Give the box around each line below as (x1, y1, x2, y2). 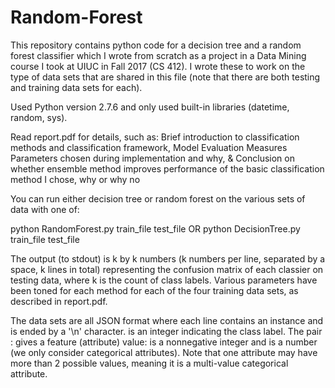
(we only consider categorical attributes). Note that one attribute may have (10, 346, 318, 358)
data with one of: (10, 203, 80, 215)
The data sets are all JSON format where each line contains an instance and (10, 314, 324, 326)
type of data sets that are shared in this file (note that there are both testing (10, 71, 321, 83)
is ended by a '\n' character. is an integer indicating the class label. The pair (10, 325, 323, 337)
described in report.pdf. (10, 295, 108, 307)
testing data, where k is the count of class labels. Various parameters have (10, 274, 318, 286)
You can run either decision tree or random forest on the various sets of (10, 192, 306, 205)
